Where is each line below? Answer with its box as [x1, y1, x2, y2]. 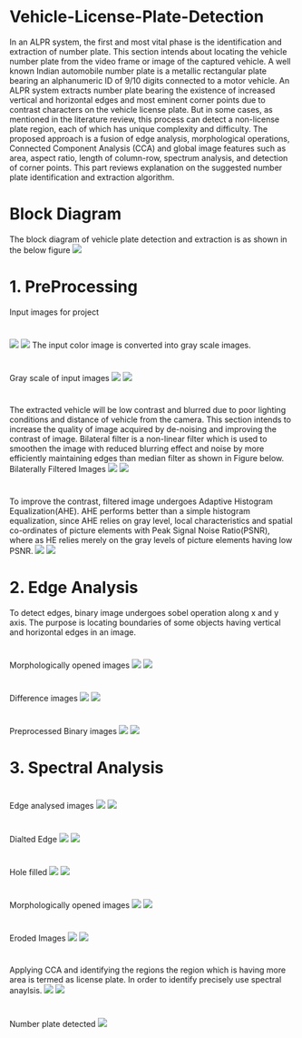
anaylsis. [9, 985, 43, 996]
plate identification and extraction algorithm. [9, 171, 175, 183]
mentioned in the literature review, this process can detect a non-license [9, 114, 280, 125]
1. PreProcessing [9, 277, 138, 297]
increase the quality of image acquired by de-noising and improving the [9, 424, 277, 435]
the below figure [9, 244, 71, 256]
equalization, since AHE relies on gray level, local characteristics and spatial [9, 515, 293, 526]
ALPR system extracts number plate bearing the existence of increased [9, 85, 276, 96]
